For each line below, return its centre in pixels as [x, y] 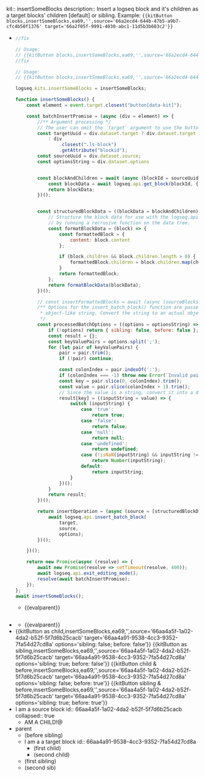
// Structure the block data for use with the [108, 217]
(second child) [52, 755]
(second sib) [40, 768]
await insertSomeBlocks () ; [49, 596]
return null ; [108, 438]
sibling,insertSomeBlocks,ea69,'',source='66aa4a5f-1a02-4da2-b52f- [103, 651]
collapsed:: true [35, 716]
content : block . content [100, 240]
